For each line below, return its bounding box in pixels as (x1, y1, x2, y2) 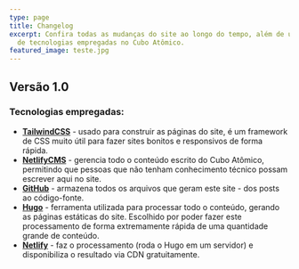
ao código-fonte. (21, 192, 85, 203)
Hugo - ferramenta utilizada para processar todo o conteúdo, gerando (21, 201, 280, 212)
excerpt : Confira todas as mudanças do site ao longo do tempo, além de (9, 29, 285, 38)
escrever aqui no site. (21, 173, 102, 183)
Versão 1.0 (9, 79, 69, 94)
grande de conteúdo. (21, 230, 100, 240)
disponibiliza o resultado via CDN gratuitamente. (21, 249, 200, 259)
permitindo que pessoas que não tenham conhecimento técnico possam (21, 164, 288, 175)
